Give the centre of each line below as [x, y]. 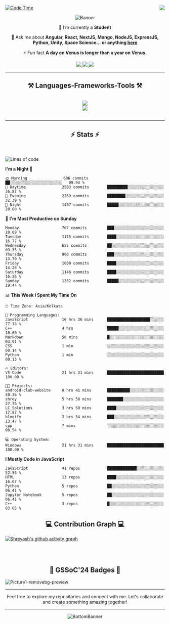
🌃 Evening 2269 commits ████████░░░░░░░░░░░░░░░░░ [85, 196]
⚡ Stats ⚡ [85, 135]
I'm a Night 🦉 [19, 169]
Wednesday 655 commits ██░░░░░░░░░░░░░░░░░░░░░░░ [85, 245]
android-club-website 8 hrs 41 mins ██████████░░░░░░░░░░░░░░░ [85, 390]
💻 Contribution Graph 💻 [85, 524]
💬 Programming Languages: [32, 315]
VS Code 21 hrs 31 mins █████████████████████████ [85, 372]
